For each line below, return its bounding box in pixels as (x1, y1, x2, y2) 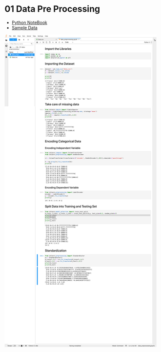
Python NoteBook (11, 20, 47, 25)
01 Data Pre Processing (4, 3, 101, 15)
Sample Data (11, 24, 38, 30)
